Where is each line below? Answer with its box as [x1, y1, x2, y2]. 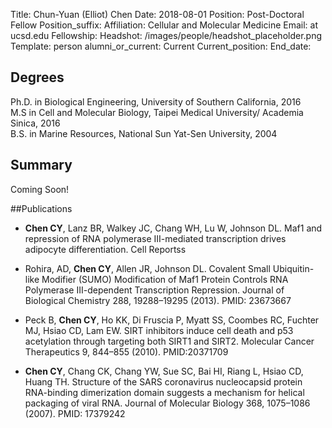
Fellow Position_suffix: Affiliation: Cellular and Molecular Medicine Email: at [10, 19, 319, 31]
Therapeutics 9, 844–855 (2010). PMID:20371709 [24, 345, 229, 358]
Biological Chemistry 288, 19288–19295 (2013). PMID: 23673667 [24, 294, 292, 306]
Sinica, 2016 [10, 117, 61, 129]
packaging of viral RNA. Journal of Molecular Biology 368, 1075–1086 [24, 397, 311, 409]
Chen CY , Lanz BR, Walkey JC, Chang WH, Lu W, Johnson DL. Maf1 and [24, 222, 323, 234]
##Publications [10, 202, 73, 214]
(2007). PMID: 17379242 [24, 407, 126, 419]
